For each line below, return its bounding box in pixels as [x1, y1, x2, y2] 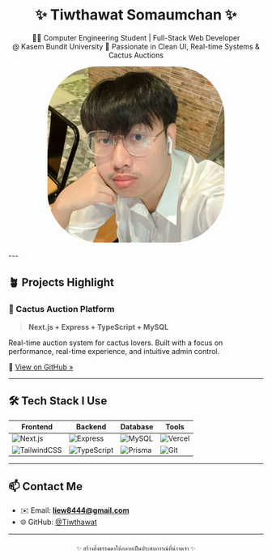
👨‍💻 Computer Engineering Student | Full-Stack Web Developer [32, 32, 240, 42]
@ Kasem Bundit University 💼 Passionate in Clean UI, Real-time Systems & [11, 41, 261, 51]
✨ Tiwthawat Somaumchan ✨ [35, 6, 237, 24]
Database [120, 422, 154, 432]
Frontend [21, 422, 53, 432]
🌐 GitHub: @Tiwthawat [19, 517, 97, 527]
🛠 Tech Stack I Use [8, 395, 108, 408]
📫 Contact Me [8, 480, 83, 493]
